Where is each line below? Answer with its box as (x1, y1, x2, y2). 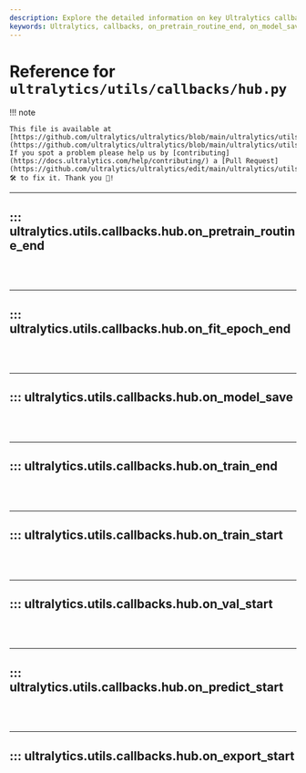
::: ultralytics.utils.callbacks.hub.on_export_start (9, 748, 295, 764)
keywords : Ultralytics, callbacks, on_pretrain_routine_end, (9, 22, 247, 31)
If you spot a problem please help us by (9, 149, 169, 158)
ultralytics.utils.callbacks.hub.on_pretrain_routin (9, 223, 296, 239)
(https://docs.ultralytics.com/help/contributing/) (9, 157, 209, 166)
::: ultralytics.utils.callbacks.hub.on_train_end (9, 459, 278, 474)
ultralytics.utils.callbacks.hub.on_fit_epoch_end (9, 321, 291, 336)
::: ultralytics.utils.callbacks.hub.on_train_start (9, 528, 284, 543)
